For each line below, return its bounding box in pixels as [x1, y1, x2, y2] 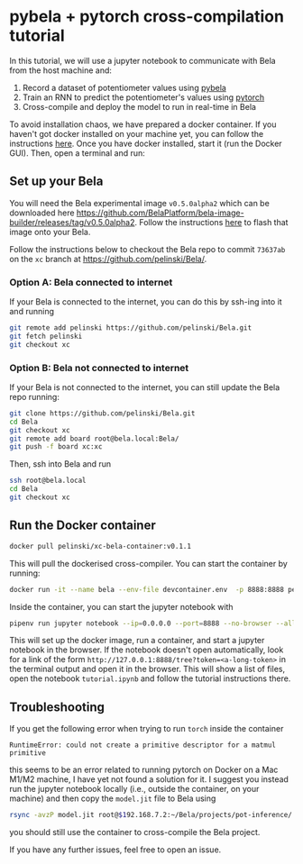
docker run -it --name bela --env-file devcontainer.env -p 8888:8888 [9, 585, 284, 594]
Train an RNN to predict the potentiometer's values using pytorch [22, 92, 265, 103]
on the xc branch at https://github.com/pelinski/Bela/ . [9, 253, 207, 264]
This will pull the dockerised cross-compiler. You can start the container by [9, 558, 289, 568]
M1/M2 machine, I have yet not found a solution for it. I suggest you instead [9, 774, 289, 785]
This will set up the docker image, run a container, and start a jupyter [9, 635, 265, 646]
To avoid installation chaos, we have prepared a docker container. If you [9, 119, 277, 130]
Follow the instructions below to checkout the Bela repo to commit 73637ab [9, 243, 286, 254]
